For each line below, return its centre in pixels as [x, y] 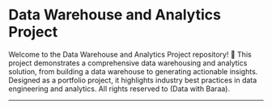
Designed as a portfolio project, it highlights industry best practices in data [133, 80]
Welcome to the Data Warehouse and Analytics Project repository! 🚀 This [130, 54]
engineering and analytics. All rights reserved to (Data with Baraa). [119, 88]
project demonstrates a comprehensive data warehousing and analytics [128, 63]
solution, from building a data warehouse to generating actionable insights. [133, 71]
